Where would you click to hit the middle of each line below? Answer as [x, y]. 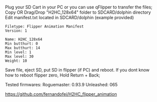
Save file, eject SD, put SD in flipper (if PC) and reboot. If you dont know [77, 70]
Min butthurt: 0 [21, 44]
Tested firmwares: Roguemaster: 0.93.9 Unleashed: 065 [61, 85]
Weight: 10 [16, 61]
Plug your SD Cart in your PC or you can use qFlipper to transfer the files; [79, 7]
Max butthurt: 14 [23, 48]
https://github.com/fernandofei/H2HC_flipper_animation [61, 94]
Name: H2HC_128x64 [24, 39]
